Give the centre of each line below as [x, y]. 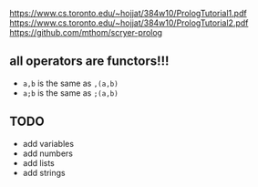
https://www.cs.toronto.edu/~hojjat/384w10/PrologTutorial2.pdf [129, 23]
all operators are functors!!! [89, 62]
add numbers [47, 153]
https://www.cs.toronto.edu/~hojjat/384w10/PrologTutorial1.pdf [129, 13]
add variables [48, 143]
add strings [44, 172]
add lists [38, 162]
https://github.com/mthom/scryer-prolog [86, 32]
